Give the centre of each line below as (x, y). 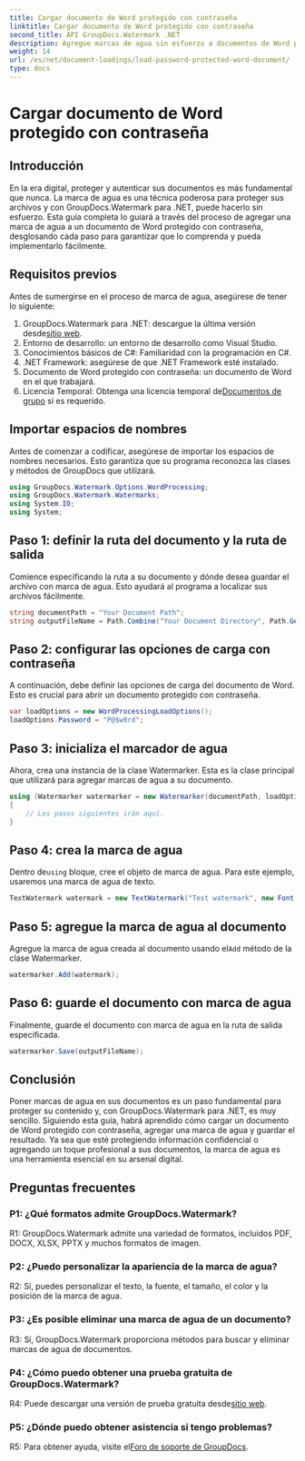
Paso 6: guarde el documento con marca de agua (151, 1003)
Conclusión (43, 1079)
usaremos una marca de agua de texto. (83, 882)
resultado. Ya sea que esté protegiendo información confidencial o (134, 1140)
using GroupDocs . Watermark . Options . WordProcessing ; (109, 487)
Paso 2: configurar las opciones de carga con (140, 649)
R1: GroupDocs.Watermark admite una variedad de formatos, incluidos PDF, (151, 1233)
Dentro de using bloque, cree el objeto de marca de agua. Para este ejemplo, (152, 872)
